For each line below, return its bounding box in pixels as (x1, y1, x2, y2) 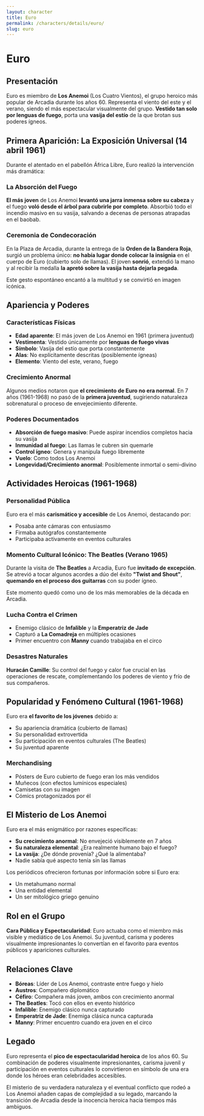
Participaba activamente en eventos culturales (15, 535, 132, 542)
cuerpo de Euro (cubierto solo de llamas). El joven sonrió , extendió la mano (6, 257, 195, 265)
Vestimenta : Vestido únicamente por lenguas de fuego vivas (15, 338, 169, 346)
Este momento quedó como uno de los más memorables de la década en (6, 588, 189, 596)
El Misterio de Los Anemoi (6, 810, 107, 820)
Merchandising (6, 759, 52, 767)
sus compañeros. (6, 679, 50, 686)
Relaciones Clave (6, 964, 73, 975)
